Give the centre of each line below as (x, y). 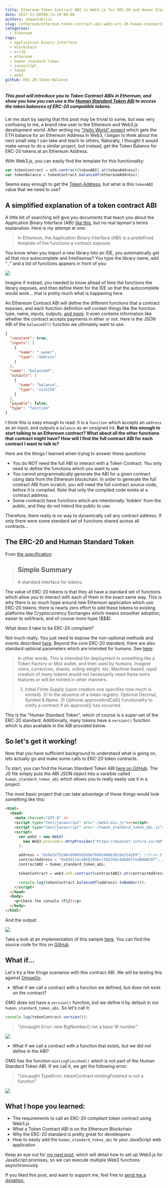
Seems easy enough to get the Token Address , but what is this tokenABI (79, 184)
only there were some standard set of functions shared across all (72, 521)
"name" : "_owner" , (37, 352)
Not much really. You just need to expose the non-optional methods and (79, 638)
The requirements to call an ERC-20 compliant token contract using (82, 1118)
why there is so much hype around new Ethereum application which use (79, 602)
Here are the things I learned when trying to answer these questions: (76, 454)
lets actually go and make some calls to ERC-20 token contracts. (72, 759)
